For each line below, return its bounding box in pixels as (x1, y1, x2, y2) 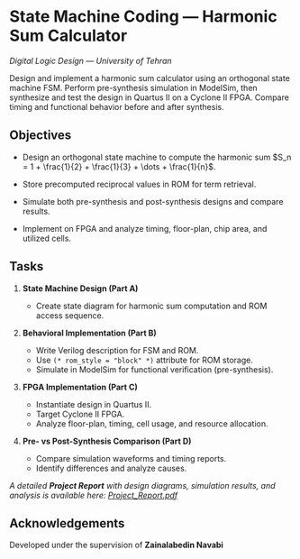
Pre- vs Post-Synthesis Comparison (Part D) (22, 435, 192, 446)
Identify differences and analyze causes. (35, 463, 187, 473)
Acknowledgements (9, 516, 125, 531)
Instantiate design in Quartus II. (35, 399, 152, 409)
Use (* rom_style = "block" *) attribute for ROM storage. (35, 354, 254, 365)
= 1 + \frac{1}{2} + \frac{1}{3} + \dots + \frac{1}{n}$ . (22, 160, 216, 172)
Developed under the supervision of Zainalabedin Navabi (9, 539, 223, 551)
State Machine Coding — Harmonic (9, 6, 277, 27)
